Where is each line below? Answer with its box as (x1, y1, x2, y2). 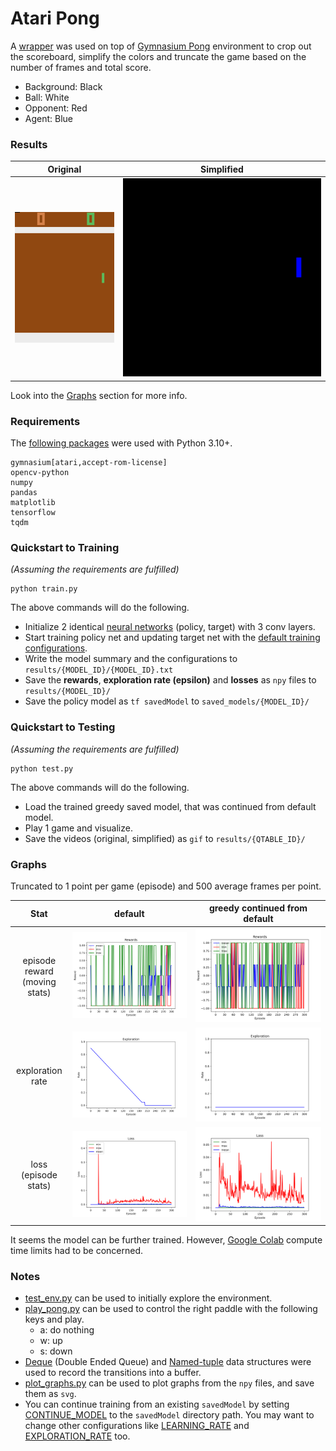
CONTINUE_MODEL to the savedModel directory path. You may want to (24, 1409, 315, 1421)
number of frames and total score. (10, 61, 152, 73)
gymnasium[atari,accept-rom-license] (10, 457, 168, 467)
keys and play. (24, 1313, 85, 1326)
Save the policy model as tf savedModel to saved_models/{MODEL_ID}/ (24, 695, 310, 707)
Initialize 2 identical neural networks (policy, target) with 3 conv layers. (24, 621, 316, 633)
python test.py (10, 763, 74, 774)
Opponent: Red (24, 102, 88, 114)
